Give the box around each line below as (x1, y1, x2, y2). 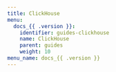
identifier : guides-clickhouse (19, 29, 110, 36)
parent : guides (19, 42, 64, 49)
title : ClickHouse (7, 10, 60, 17)
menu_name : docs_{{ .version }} (7, 55, 100, 62)
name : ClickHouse (19, 36, 70, 43)
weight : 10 (19, 49, 51, 56)
